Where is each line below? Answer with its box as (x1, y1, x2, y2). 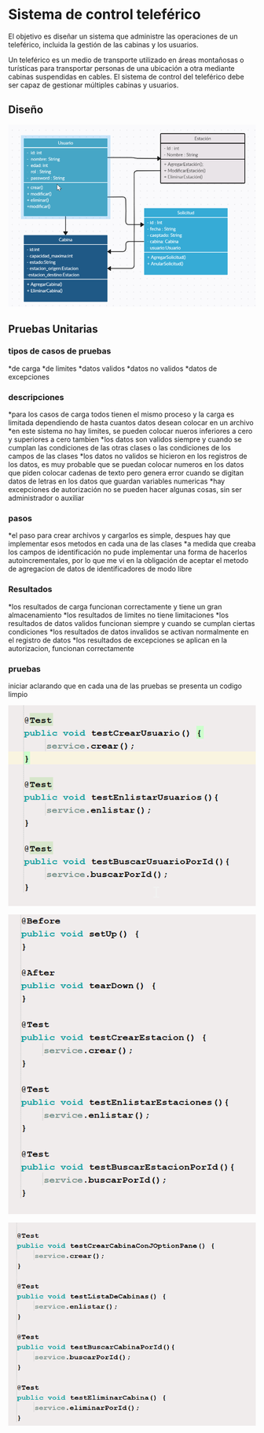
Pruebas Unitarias (8, 322, 98, 335)
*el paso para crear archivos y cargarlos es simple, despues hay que (8, 531, 231, 540)
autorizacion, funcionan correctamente (8, 643, 135, 653)
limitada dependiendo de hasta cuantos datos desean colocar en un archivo (8, 418, 254, 428)
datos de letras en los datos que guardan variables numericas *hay (8, 476, 225, 486)
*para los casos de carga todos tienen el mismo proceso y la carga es (8, 409, 234, 419)
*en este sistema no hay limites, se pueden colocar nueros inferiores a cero (8, 427, 253, 436)
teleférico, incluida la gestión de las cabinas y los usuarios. (8, 39, 199, 49)
